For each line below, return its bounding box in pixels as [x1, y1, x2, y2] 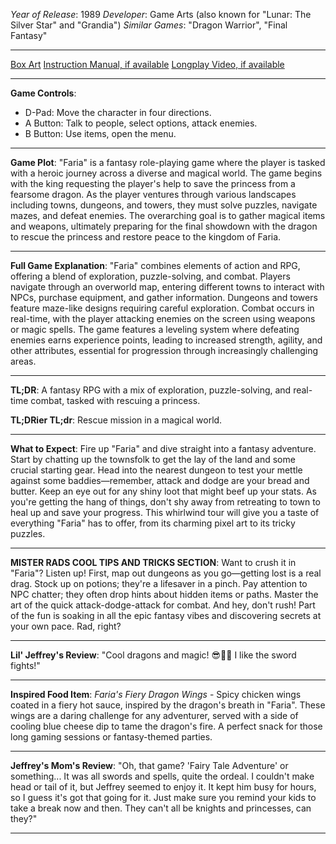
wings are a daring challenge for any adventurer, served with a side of [10, 710, 299, 721]
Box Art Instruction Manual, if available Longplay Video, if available [10, 59, 285, 70]
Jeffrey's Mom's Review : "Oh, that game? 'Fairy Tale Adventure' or [10, 760, 289, 771]
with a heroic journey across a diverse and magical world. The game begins [10, 167, 323, 179]
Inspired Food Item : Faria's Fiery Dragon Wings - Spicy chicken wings [10, 689, 302, 700]
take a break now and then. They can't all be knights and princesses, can [10, 802, 312, 814]
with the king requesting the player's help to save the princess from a [10, 178, 296, 189]
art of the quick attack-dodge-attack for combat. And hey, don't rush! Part [10, 599, 316, 611]
